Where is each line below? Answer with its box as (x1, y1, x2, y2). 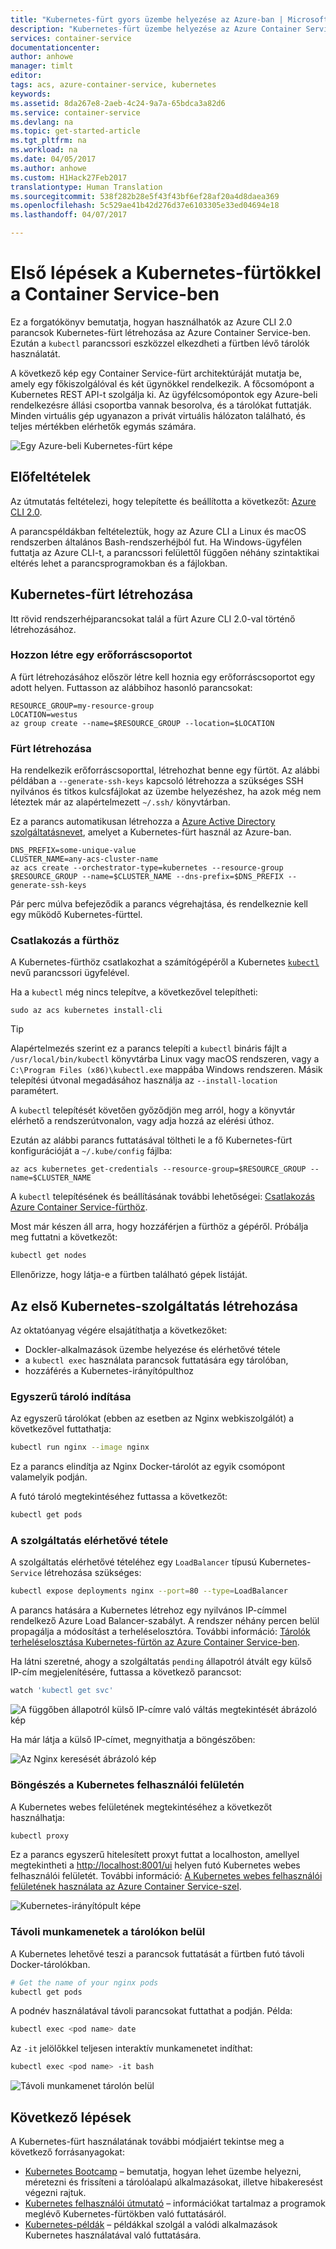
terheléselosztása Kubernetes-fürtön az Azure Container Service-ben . (10, 1636, 300, 1648)
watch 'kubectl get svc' (10, 1686, 114, 1696)
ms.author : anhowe (10, 163, 87, 173)
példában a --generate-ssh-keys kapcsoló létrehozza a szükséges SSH (10, 775, 304, 787)
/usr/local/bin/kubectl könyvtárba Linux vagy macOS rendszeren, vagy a (10, 1053, 320, 1065)
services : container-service (10, 33, 132, 43)
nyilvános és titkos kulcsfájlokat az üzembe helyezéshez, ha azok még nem (10, 786, 322, 798)
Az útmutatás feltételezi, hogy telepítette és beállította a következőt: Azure (10, 495, 317, 507)
